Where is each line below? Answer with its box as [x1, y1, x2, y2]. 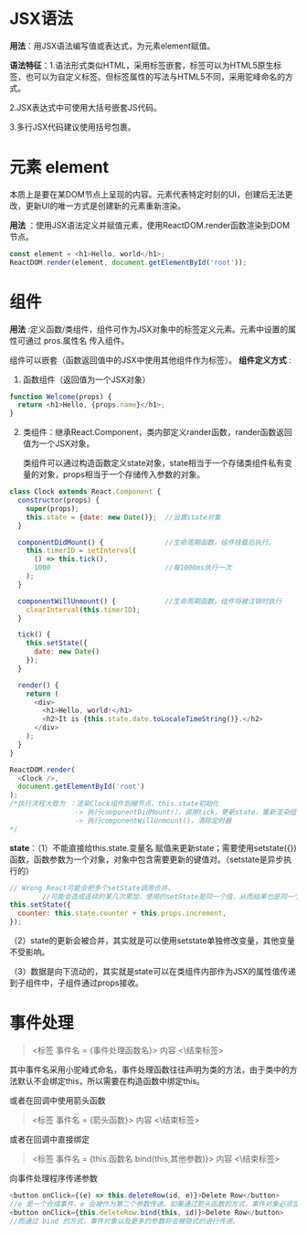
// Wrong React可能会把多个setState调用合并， [9, 883, 175, 892]
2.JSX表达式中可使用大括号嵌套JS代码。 [9, 101, 162, 112]
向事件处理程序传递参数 [9, 1173, 98, 1184]
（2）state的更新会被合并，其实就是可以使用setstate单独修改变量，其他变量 [9, 935, 295, 946]
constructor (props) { [17, 495, 101, 505]
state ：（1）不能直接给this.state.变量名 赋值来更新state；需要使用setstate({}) [9, 842, 297, 853]
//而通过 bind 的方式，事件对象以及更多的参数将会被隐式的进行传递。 [9, 1217, 240, 1226]
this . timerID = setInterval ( [26, 546, 137, 556]
